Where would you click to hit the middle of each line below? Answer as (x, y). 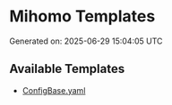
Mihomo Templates (82, 16)
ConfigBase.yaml (54, 90)
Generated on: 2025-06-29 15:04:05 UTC (86, 41)
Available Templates (67, 69)
